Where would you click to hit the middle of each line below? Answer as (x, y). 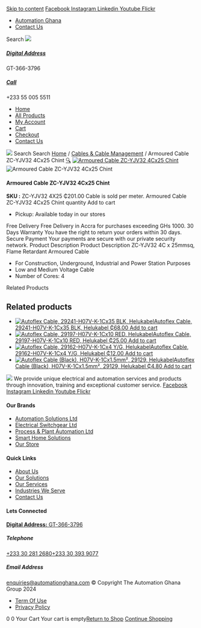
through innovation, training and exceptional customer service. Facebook (97, 385)
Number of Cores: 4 (40, 276)
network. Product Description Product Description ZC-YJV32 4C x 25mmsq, (100, 245)
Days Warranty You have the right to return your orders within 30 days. (94, 232)
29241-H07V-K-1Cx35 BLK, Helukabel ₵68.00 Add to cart (86, 328)
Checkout (27, 135)
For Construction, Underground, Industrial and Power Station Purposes (103, 263)
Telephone (20, 538)
